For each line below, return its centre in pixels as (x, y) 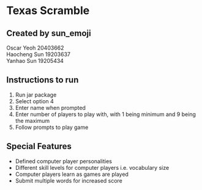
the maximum (32, 120)
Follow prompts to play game (52, 127)
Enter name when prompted (50, 108)
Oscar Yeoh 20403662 (35, 48)
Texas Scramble (48, 11)
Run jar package (36, 95)
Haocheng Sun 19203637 (39, 54)
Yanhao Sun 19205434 (35, 61)
